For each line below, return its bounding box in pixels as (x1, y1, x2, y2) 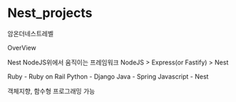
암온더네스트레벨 (7, 29, 54, 38)
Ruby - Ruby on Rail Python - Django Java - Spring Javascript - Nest (7, 72, 209, 81)
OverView (7, 43, 37, 52)
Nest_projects (7, 5, 93, 21)
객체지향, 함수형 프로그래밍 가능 (7, 86, 96, 95)
